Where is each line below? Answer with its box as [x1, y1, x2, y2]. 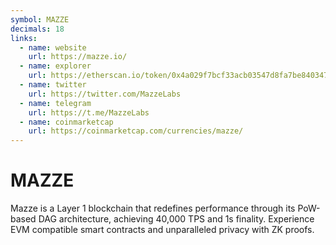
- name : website [19, 42, 87, 53]
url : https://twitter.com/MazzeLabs [28, 89, 182, 99]
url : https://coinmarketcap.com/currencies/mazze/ [28, 126, 244, 136]
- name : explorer [19, 61, 92, 71]
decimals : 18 [10, 24, 65, 34]
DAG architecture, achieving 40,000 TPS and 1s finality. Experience [38, 213, 315, 225]
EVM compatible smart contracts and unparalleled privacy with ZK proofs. [10, 224, 315, 236]
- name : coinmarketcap [19, 117, 114, 127]
